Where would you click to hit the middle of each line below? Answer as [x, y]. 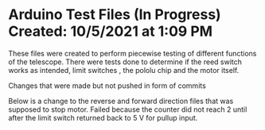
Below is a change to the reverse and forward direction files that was [121, 101]
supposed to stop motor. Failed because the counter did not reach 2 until [128, 109]
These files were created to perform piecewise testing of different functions [132, 53]
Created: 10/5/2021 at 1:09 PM [111, 31]
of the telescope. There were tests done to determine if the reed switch [125, 62]
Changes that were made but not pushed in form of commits [107, 86]
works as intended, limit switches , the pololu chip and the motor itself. [124, 70]
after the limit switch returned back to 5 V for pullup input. [103, 117]
